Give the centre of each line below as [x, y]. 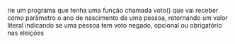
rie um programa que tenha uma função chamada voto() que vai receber [113, 10]
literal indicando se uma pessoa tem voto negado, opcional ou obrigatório [115, 25]
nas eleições [26, 33]
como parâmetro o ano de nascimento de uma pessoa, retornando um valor [117, 18]
